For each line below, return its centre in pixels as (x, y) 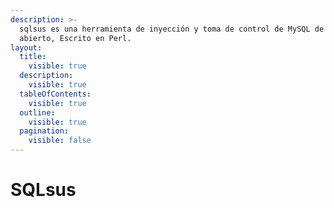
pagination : (44, 131)
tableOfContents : (55, 94)
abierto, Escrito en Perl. (75, 38)
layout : (26, 47)
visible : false (60, 141)
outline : (37, 112)
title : (33, 57)
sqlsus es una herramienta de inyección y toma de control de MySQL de (172, 29)
